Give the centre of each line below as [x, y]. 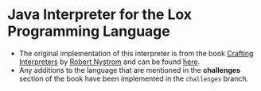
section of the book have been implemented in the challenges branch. [134, 78]
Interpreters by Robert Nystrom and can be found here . [109, 62]
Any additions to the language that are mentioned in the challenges [129, 70]
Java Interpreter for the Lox [100, 15]
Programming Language [89, 31]
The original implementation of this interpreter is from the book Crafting [136, 53]
